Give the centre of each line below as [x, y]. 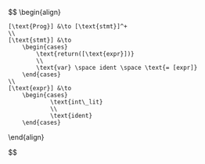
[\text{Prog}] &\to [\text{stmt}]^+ [68, 27]
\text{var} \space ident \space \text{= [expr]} [117, 67]
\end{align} [26, 137]
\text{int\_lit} [76, 102]
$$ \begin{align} [34, 12]
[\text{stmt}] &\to [40, 40]
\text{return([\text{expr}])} [85, 54]
